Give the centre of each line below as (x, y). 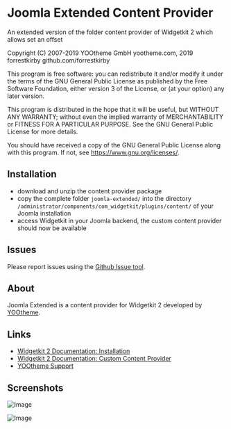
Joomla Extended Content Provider (110, 13)
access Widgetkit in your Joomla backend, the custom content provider (119, 220)
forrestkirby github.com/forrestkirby (59, 60)
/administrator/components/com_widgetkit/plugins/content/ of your (115, 206)
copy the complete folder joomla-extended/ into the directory (104, 198)
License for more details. (43, 131)
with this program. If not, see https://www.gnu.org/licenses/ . (93, 152)
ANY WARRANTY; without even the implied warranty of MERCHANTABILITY (115, 117)
